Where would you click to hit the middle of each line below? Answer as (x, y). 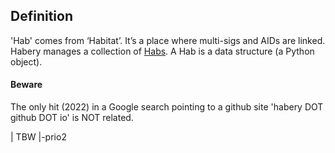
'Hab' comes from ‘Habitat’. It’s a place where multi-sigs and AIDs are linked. (168, 40)
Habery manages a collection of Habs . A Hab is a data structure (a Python (162, 51)
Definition (41, 16)
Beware (26, 85)
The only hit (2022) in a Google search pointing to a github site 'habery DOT (167, 107)
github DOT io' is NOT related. (72, 118)
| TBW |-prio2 (38, 137)
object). (26, 61)
